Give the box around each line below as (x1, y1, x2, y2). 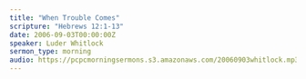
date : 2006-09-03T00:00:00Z (9, 30, 117, 39)
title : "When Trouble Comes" (9, 13, 120, 23)
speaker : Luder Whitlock (9, 38, 104, 48)
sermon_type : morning (9, 47, 92, 56)
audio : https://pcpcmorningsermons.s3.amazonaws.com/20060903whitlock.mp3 (9, 55, 300, 64)
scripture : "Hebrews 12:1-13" (9, 22, 125, 31)
